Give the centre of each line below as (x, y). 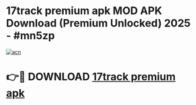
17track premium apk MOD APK (84, 11)
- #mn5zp (30, 36)
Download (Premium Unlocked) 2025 (99, 23)
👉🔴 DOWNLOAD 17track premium (91, 77)
